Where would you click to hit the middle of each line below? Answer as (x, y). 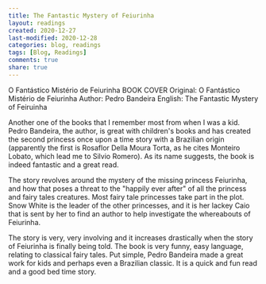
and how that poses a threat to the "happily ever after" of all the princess (127, 189)
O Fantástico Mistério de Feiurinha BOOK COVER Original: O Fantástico (124, 90)
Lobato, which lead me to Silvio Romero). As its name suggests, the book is (131, 156)
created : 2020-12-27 (42, 30)
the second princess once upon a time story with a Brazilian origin (116, 139)
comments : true (33, 60)
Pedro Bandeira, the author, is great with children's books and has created (130, 130)
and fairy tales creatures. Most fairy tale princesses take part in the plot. (126, 196)
